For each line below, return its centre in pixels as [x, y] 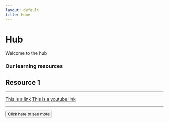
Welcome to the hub [26, 53]
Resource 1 [23, 83]
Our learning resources [34, 66]
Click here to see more [29, 114]
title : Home [18, 15]
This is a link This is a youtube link [41, 99]
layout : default [22, 10]
